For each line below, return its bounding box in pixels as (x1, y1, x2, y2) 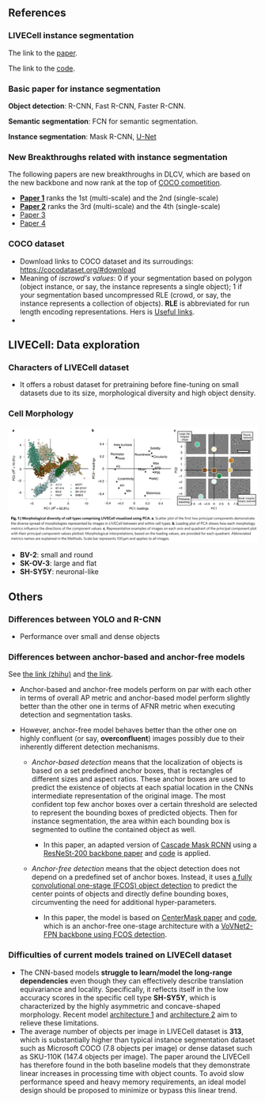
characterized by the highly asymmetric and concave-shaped (19, 1001, 221, 1010)
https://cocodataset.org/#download (19, 264, 136, 274)
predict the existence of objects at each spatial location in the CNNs (31, 783, 254, 793)
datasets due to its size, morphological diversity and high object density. (19, 388, 256, 398)
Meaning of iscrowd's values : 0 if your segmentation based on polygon (19, 273, 252, 283)
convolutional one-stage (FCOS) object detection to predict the (31, 880, 237, 890)
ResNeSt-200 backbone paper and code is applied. (43, 849, 211, 858)
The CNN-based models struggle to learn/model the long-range (19, 968, 233, 977)
